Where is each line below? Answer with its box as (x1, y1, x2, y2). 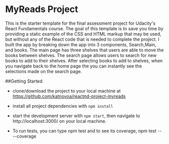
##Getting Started (5, 78, 43, 84)
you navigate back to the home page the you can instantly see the (5, 63, 142, 69)
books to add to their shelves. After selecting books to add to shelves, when (5, 57, 163, 63)
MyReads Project (5, 4, 78, 15)
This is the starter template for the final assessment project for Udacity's (5, 20, 156, 26)
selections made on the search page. (5, 68, 82, 74)
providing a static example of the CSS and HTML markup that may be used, (5, 31, 162, 37)
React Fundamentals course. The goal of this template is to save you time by (5, 25, 163, 31)
